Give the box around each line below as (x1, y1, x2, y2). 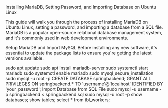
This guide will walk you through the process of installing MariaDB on (5, 19, 148, 25)
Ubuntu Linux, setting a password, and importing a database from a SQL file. (5, 24, 163, 30)
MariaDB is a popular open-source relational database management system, (5, 30, 163, 35)
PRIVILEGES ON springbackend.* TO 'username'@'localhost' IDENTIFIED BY (5, 81, 163, 87)
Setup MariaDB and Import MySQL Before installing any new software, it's (5, 45, 158, 50)
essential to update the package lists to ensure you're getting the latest (5, 50, 152, 56)
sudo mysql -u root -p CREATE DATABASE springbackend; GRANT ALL (5, 76, 151, 81)
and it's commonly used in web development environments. (5, 35, 129, 41)
